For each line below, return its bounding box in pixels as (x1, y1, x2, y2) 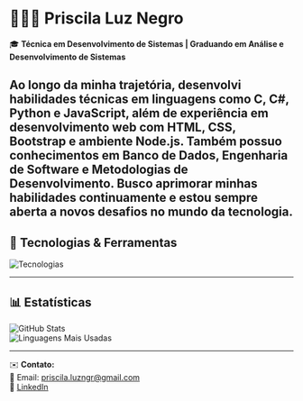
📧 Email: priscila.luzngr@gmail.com (9, 371, 141, 382)
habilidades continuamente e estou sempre (9, 190, 259, 205)
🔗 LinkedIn (9, 381, 49, 392)
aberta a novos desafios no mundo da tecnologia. (9, 205, 293, 220)
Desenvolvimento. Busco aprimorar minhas (9, 176, 259, 192)
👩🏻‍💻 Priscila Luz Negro (9, 8, 184, 29)
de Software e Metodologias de (9, 162, 188, 178)
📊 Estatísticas (9, 295, 92, 310)
